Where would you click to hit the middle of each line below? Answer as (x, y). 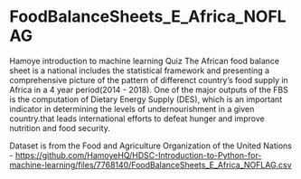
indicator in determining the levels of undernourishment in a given (132, 108)
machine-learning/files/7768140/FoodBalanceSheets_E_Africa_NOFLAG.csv (150, 165)
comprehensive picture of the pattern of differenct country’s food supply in (149, 80)
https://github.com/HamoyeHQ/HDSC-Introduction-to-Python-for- (138, 155)
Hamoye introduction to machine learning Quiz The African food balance (145, 61)
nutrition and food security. (60, 127)
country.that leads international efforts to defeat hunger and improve (137, 118)
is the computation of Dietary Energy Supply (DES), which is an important (146, 99)
